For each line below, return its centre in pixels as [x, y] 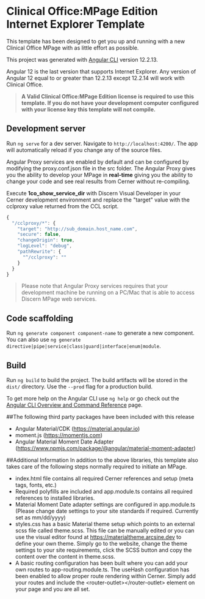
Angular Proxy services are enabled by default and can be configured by [98, 162]
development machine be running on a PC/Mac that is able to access [108, 293]
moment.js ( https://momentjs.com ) [59, 435]
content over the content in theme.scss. [65, 556]
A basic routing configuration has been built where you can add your [101, 563]
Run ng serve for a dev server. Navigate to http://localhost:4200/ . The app [102, 143]
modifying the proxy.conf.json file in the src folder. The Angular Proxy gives [101, 168]
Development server [46, 129]
